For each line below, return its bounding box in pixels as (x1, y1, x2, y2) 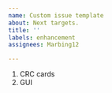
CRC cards (19, 69, 55, 79)
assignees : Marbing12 (8, 41, 80, 49)
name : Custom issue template (8, 11, 104, 20)
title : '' (8, 26, 41, 34)
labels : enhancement (8, 33, 77, 42)
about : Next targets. (8, 19, 80, 27)
